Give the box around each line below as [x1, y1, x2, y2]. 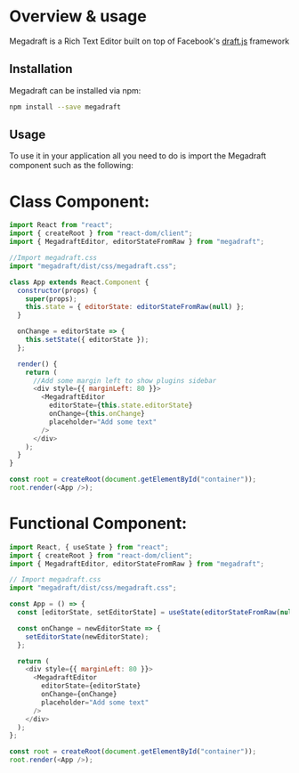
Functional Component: [9, 514, 188, 533]
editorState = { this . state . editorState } [48, 401, 193, 411]
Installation [9, 61, 73, 77]
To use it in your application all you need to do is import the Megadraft [9, 151, 267, 161]
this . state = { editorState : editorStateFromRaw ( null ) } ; [25, 303, 245, 312]
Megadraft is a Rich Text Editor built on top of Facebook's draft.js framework [9, 36, 290, 46]
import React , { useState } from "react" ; [9, 542, 169, 551]
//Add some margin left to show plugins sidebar [32, 376, 217, 385]
